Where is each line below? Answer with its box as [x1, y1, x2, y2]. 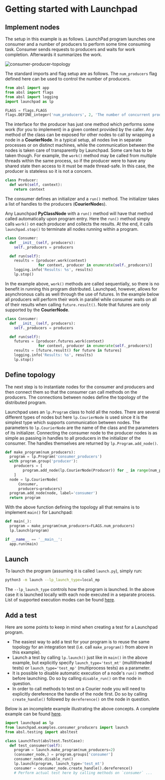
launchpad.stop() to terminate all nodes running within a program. [5, 226, 139, 232]
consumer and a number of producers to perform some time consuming [5, 41, 151, 47]
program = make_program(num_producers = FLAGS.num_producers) [9, 524, 135, 529]
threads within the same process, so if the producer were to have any [5, 158, 146, 164]
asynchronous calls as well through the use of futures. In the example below [5, 291, 160, 297]
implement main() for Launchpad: [5, 510, 73, 515]
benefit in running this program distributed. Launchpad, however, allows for [5, 286, 158, 292]
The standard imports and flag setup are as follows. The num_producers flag [5, 71, 157, 77]
